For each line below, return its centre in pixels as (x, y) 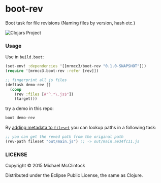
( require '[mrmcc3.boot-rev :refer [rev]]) (52, 71)
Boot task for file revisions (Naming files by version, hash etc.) (70, 23)
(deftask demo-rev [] (28, 85)
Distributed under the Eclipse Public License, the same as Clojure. (74, 175)
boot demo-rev (20, 118)
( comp (16, 89)
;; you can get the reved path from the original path (65, 137)
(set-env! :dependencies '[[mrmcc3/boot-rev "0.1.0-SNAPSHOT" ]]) (76, 66)
